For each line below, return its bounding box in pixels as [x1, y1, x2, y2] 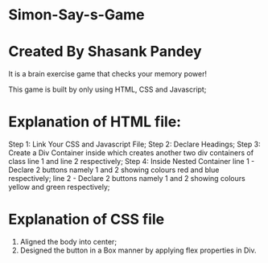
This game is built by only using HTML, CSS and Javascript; [8, 84, 207, 94]
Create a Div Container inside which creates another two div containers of [8, 148, 254, 158]
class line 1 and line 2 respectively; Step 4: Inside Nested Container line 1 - [8, 157, 255, 166]
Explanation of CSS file [8, 211, 165, 228]
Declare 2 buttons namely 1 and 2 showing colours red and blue [8, 165, 220, 175]
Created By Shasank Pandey [8, 43, 203, 61]
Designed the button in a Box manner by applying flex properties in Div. [19, 245, 257, 255]
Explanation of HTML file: [8, 113, 182, 131]
